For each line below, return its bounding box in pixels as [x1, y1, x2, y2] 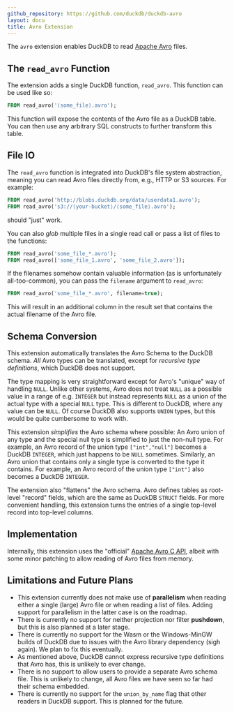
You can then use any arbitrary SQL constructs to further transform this [7, 122, 212, 131]
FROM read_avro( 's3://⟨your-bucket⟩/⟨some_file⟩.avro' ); [7, 203, 176, 210]
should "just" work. [7, 216, 63, 224]
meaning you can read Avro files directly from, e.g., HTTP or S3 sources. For [7, 175, 227, 184]
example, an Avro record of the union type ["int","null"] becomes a [7, 443, 208, 451]
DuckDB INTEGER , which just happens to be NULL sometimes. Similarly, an [7, 450, 215, 459]
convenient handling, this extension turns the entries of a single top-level [7, 500, 217, 510]
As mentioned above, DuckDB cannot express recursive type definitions [17, 652, 224, 660]
